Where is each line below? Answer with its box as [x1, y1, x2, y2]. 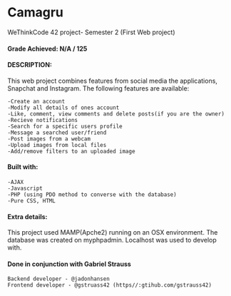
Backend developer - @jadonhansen [7, 275, 111, 282]
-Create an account [7, 98, 66, 105]
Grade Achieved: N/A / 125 [7, 44, 88, 53]
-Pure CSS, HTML [7, 197, 56, 204]
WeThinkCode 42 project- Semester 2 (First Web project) [7, 28, 176, 36]
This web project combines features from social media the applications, [7, 76, 217, 85]
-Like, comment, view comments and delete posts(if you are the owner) [7, 110, 225, 118]
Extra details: [7, 212, 48, 221]
